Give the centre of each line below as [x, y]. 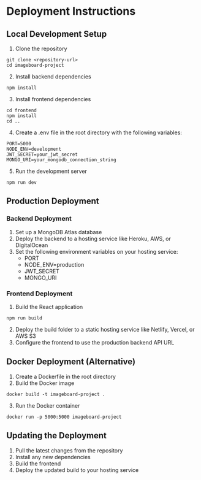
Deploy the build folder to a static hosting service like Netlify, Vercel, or [105, 329]
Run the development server [51, 171]
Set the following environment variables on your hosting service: [97, 251]
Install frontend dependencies [53, 99]
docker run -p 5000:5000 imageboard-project [64, 417]
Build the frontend [38, 463]
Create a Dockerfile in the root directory [66, 376]
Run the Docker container [47, 405]
